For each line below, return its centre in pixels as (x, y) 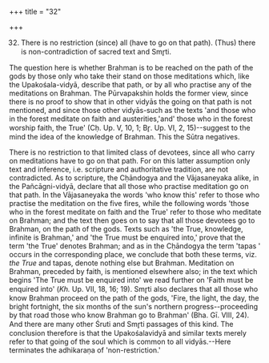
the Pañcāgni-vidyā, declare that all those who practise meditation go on (129, 186)
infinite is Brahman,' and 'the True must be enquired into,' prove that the (127, 237)
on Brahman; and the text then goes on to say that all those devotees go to (132, 220)
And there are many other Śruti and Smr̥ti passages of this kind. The (121, 324)
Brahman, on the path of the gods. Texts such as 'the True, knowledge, (126, 229)
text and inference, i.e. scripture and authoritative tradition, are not (119, 169)
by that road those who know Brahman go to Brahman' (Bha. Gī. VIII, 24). (129, 315)
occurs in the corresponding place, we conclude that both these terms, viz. (133, 254)
